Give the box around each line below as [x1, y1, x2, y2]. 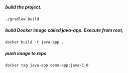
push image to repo [5, 50, 47, 56]
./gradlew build [5, 16, 39, 21]
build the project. [5, 4, 42, 10]
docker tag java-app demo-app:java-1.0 [5, 62, 89, 67]
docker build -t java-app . [5, 39, 64, 44]
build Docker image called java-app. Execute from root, [5, 27, 124, 33]
